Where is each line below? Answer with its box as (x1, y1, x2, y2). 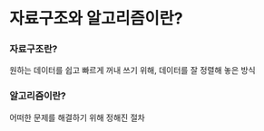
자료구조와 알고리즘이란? (9, 8, 183, 29)
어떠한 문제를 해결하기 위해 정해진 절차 (9, 112, 145, 123)
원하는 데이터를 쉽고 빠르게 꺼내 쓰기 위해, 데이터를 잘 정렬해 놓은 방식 (9, 65, 256, 76)
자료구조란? (9, 42, 58, 55)
